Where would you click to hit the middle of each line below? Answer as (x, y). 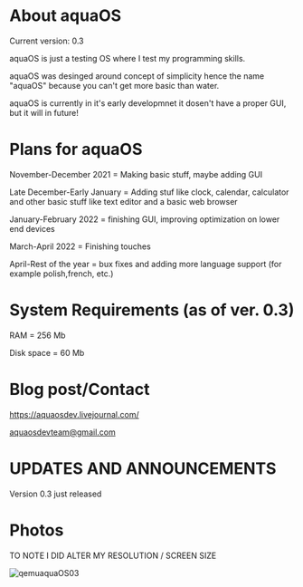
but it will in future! (44, 112)
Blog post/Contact (80, 390)
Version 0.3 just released (56, 494)
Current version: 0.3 (47, 41)
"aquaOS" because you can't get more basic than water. (114, 85)
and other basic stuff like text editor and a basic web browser (123, 201)
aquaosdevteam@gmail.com (62, 432)
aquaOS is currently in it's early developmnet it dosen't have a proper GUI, (148, 103)
